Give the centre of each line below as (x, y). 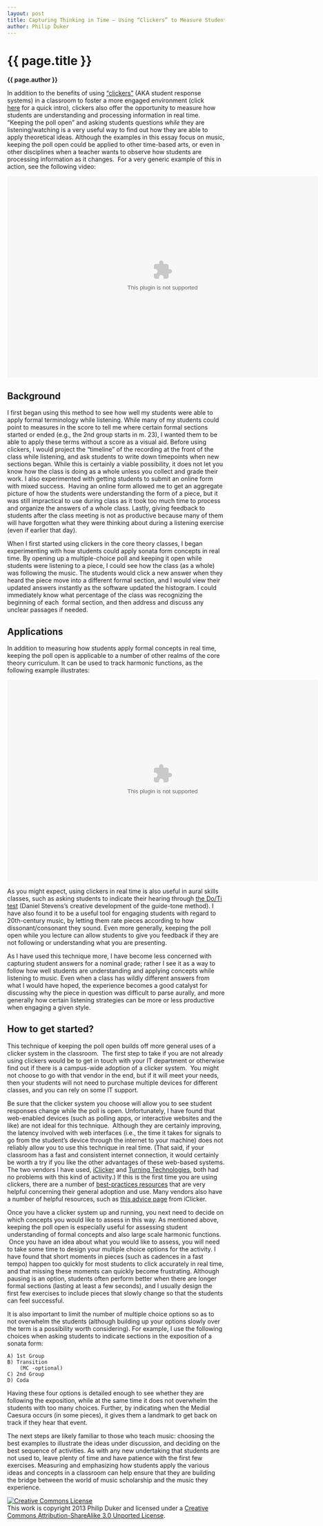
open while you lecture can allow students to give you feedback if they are (113, 935)
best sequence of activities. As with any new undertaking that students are (114, 1451)
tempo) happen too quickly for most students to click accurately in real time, (116, 1264)
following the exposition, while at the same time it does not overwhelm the (112, 1400)
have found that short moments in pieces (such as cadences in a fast (105, 1256)
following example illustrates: (48, 670)
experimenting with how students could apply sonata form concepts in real (114, 551)
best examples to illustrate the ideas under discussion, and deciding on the (114, 1443)
